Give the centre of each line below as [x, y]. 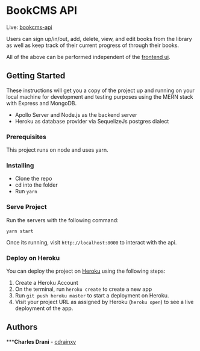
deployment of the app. [44, 308]
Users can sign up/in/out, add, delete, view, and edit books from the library [99, 39]
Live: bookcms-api [29, 27]
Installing [20, 165]
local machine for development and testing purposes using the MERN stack [100, 96]
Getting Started [36, 76]
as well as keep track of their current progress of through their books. [93, 45]
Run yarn [26, 191]
